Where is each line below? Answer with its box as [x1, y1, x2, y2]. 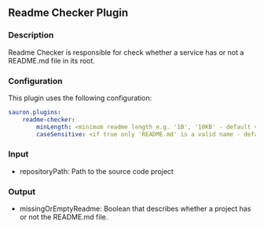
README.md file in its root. [8, 56, 96, 65]
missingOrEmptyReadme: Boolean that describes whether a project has [19, 204, 251, 214]
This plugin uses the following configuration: [8, 93, 152, 103]
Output [8, 186, 36, 197]
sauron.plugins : [8, 108, 61, 116]
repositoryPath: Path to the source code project [19, 166, 174, 176]
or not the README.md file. [19, 212, 108, 222]
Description [8, 30, 54, 41]
